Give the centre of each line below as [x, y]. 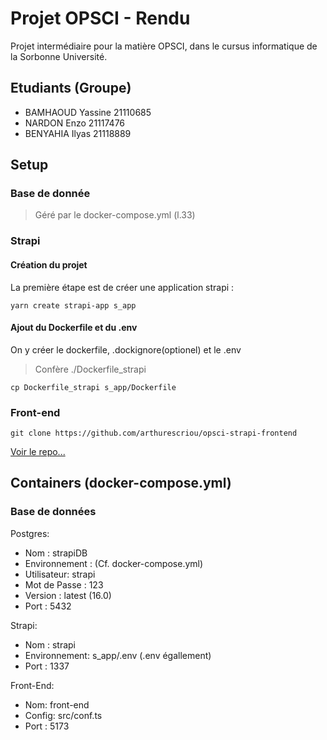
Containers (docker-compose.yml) [121, 483]
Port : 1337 [47, 666]
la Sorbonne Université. [59, 56]
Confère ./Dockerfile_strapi [90, 369]
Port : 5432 [48, 606]
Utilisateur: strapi [60, 574]
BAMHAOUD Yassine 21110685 [88, 112]
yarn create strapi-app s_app [73, 305]
